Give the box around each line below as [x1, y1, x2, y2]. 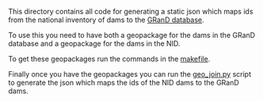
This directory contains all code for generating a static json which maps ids [8, 7, 253, 16]
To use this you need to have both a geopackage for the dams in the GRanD [8, 31, 256, 40]
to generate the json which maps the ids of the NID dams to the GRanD [8, 78, 239, 87]
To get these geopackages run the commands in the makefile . [8, 55, 211, 63]
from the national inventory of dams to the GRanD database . [8, 15, 204, 25]
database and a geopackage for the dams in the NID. [8, 39, 181, 48]
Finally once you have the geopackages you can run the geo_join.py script [8, 70, 252, 78]
